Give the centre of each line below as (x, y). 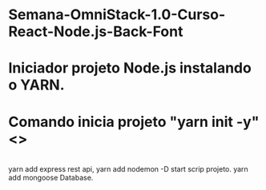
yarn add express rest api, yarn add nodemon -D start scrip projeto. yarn (128, 169)
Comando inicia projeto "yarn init (121, 122)
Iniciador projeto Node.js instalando (130, 68)
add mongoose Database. (51, 178)
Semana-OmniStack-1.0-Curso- (117, 15)
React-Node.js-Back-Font (96, 32)
